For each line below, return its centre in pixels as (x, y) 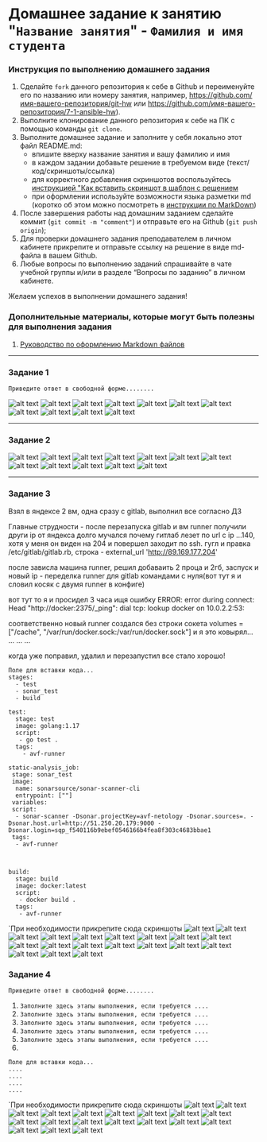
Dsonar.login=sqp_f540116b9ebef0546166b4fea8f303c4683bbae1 (110, 830)
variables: (29, 802)
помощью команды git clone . (71, 129)
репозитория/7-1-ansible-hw (68, 112)
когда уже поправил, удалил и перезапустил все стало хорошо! (117, 656)
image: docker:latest (51, 886)
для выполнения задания (60, 327)
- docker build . (48, 900)
